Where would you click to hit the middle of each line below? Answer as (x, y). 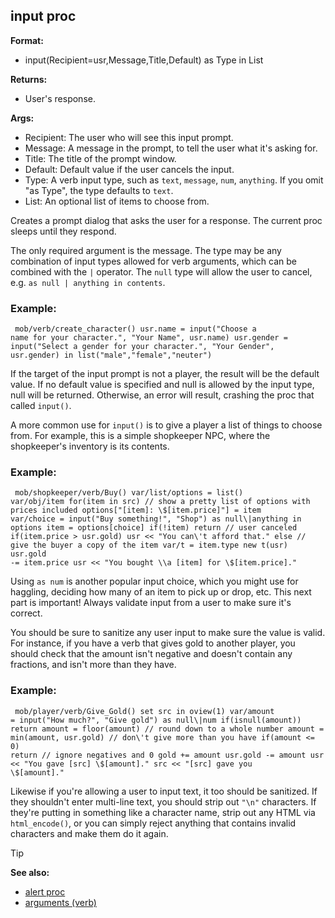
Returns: (29, 79)
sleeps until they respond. (63, 231)
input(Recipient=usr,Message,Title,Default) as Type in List (144, 60)
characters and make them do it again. (89, 833)
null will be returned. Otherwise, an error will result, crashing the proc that (162, 395)
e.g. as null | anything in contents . (88, 282)
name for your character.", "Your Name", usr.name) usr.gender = (149, 338)
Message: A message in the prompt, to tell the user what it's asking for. (171, 148)
